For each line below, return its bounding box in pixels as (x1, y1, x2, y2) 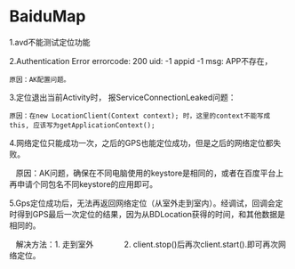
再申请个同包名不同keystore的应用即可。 (9, 178, 158, 189)
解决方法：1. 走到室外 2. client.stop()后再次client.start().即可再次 (15, 239, 278, 249)
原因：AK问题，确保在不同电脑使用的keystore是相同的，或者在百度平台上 (15, 167, 284, 178)
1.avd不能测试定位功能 (9, 37, 91, 47)
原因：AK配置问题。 (9, 75, 71, 84)
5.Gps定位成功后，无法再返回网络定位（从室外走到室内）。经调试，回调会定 (9, 198, 283, 208)
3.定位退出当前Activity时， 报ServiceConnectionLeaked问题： (9, 92, 237, 102)
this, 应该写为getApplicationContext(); (9, 120, 155, 130)
